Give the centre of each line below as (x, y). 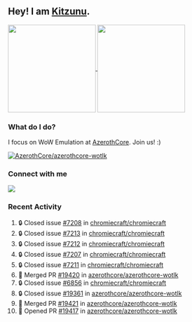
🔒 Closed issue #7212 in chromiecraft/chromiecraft (91, 243)
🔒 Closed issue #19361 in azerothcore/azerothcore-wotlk (100, 293)
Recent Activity (35, 207)
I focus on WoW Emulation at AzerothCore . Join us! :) (84, 142)
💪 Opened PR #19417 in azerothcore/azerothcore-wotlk (97, 311)
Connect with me (37, 174)
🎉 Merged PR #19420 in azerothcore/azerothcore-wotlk (98, 275)
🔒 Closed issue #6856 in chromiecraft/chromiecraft (92, 283)
